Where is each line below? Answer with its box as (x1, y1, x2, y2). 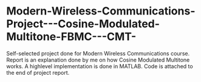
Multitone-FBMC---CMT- (6, 30, 137, 43)
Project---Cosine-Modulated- (6, 17, 160, 31)
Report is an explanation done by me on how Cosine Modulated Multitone (6, 56, 190, 63)
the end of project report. (6, 69, 70, 76)
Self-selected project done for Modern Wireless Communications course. (6, 49, 190, 57)
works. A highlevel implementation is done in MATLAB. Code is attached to (6, 62, 193, 70)
